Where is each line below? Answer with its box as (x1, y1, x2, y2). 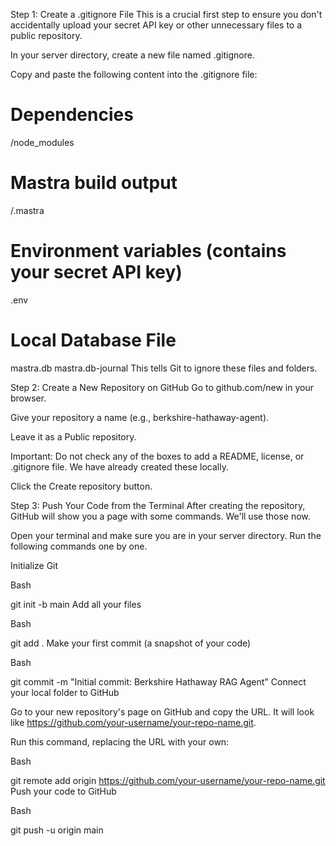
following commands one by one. (10, 540, 148, 552)
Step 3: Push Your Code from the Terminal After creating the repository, (10, 499, 306, 511)
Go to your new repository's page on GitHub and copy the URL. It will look (10, 705, 315, 718)
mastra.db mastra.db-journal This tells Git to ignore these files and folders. (10, 362, 318, 374)
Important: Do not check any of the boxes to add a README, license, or (10, 450, 305, 462)
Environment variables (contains (10, 240, 287, 263)
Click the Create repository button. (10, 480, 153, 492)
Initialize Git (10, 559, 59, 571)
